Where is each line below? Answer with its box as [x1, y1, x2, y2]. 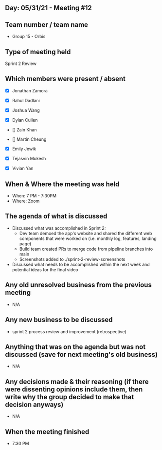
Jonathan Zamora [12, 87, 48, 93]
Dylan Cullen [12, 117, 38, 123]
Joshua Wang [12, 107, 40, 113]
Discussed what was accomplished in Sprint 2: [12, 225, 106, 231]
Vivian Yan [12, 166, 34, 171]
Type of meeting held [5, 47, 71, 56]
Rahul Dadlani [12, 97, 40, 103]
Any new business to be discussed [5, 316, 113, 324]
